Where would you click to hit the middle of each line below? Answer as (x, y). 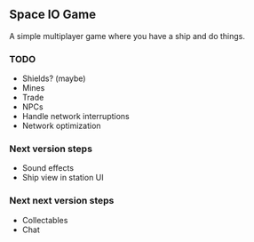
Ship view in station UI (63, 178)
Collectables (45, 220)
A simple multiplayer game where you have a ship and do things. (127, 36)
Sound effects (48, 168)
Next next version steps (62, 201)
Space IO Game (52, 15)
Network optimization (61, 126)
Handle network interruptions (76, 117)
